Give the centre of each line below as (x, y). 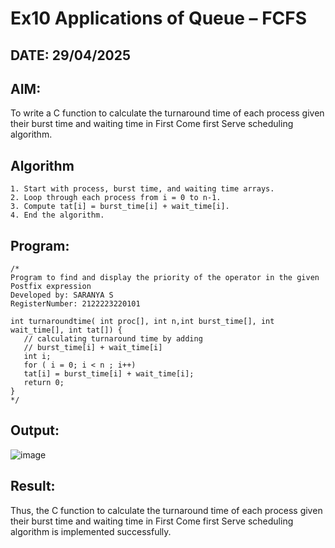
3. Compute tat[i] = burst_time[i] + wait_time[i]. (120, 207)
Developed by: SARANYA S (62, 295)
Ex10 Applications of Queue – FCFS (159, 18)
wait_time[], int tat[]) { (66, 330)
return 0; (44, 383)
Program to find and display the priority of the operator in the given (165, 278)
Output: (35, 430)
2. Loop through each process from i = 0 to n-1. (116, 198)
